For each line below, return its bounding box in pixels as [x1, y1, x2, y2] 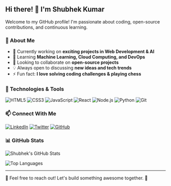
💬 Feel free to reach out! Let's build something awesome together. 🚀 [5, 175, 148, 181]
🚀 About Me [5, 37, 35, 44]
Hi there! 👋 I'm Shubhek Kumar [5, 5, 105, 14]
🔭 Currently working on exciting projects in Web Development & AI [12, 49, 155, 55]
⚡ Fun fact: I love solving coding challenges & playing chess [12, 71, 141, 77]
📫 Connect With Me [5, 110, 56, 118]
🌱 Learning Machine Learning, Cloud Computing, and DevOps [12, 54, 146, 60]
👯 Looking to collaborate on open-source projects [12, 59, 119, 65]
